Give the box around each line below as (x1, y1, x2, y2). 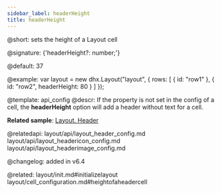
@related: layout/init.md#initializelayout (7, 170, 118, 179)
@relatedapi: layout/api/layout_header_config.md (7, 129, 146, 138)
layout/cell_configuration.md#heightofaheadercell (7, 177, 148, 185)
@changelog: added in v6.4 (7, 157, 86, 165)
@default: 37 (7, 62, 44, 70)
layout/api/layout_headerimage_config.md (7, 144, 126, 152)
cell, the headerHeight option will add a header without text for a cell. (7, 103, 204, 111)
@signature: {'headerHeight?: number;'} (7, 49, 120, 57)
